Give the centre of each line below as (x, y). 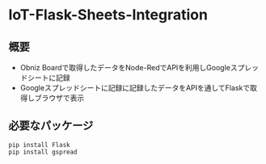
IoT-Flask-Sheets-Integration (108, 15)
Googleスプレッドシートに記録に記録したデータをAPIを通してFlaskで (135, 88)
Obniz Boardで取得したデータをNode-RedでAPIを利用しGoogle (125, 67)
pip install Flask (39, 145)
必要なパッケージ (51, 126)
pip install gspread (43, 152)
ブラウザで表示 (59, 98)
